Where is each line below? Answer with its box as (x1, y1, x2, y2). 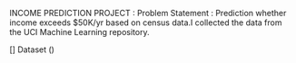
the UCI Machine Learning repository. (9, 27, 150, 37)
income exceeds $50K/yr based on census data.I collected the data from (9, 17, 282, 28)
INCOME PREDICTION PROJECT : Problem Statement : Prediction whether (9, 8, 287, 18)
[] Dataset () (9, 44, 54, 55)
